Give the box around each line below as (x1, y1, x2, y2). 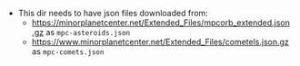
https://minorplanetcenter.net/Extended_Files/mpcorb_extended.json (31, 17, 291, 28)
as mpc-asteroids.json (45, 27, 130, 37)
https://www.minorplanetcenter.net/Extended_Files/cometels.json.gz (31, 36, 289, 47)
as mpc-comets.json (31, 46, 105, 57)
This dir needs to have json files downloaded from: (17, 8, 209, 18)
